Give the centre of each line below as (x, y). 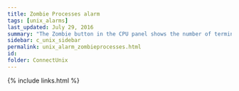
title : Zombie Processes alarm (54, 14)
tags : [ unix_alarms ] (38, 21)
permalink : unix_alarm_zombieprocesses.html (74, 47)
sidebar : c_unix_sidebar (44, 41)
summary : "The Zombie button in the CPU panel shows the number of (110, 34)
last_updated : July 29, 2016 (51, 27)
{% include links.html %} (43, 80)
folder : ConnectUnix (38, 60)
